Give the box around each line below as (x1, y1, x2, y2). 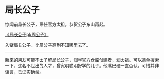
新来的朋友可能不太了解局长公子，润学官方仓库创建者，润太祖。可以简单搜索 (5, 57, 159, 63)
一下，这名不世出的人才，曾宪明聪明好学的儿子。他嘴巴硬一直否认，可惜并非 (5, 63, 159, 68)
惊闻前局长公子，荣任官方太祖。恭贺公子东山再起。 (5, 21, 108, 27)
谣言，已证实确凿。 (5, 69, 44, 75)
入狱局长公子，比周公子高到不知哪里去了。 (5, 42, 91, 47)
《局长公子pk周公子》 (5, 32, 49, 37)
